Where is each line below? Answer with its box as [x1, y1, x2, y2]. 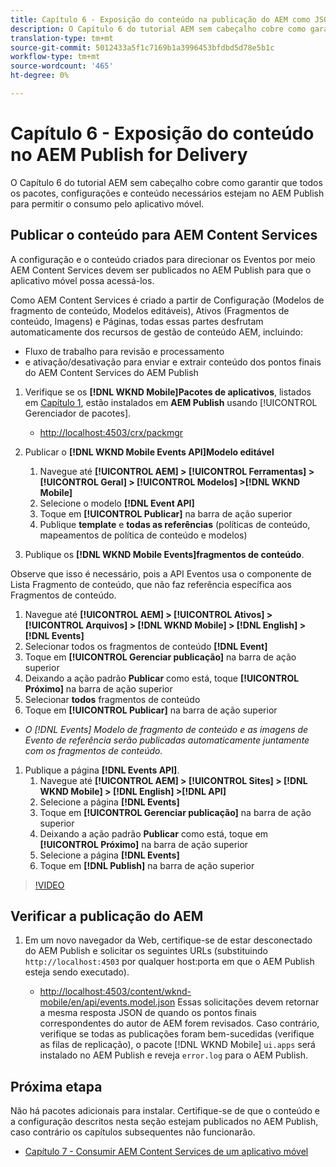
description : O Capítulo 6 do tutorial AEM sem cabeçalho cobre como [10, 24, 307, 34]
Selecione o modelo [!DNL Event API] [39, 497, 195, 509]
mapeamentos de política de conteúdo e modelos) [39, 529, 248, 541]
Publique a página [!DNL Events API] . [24, 764, 180, 776]
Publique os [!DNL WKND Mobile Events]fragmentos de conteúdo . [24, 548, 305, 560]
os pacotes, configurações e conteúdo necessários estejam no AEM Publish [10, 187, 325, 199]
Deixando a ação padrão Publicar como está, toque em [39, 827, 269, 840]
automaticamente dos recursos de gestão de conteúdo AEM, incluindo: [10, 326, 303, 338]
